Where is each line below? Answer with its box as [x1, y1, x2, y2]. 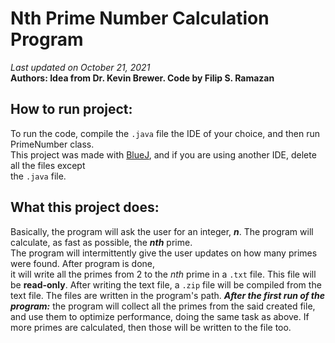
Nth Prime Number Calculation [10, 7, 270, 30]
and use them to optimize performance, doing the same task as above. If [10, 310, 310, 322]
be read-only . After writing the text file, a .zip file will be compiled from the [10, 278, 322, 291]
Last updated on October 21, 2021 [10, 61, 151, 73]
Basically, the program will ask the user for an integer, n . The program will [10, 225, 314, 237]
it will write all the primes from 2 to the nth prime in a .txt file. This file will [10, 268, 317, 280]
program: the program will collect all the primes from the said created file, [10, 300, 316, 312]
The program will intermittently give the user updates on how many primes [10, 247, 318, 259]
